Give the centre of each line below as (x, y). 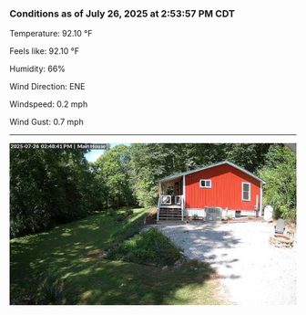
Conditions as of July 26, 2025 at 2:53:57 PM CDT (122, 14)
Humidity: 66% (38, 69)
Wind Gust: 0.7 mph (46, 122)
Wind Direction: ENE (47, 87)
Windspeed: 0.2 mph (49, 104)
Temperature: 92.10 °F (51, 34)
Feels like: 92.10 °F (45, 51)
